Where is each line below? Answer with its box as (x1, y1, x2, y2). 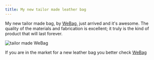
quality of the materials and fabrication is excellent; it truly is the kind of (5, 25, 149, 31)
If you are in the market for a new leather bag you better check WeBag (5, 49, 147, 55)
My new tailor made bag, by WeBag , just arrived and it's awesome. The (5, 20, 149, 26)
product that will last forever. (5, 30, 63, 36)
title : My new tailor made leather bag (5, 7, 87, 12)
